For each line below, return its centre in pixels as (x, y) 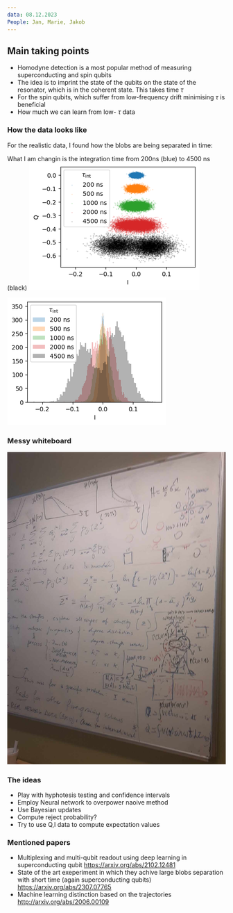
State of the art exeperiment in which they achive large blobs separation (120, 873)
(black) (17, 288)
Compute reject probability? (57, 817)
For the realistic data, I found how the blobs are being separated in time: (110, 145)
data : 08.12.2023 (32, 15)
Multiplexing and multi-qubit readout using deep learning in (102, 857)
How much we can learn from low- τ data (76, 112)
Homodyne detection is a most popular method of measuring (104, 68)
